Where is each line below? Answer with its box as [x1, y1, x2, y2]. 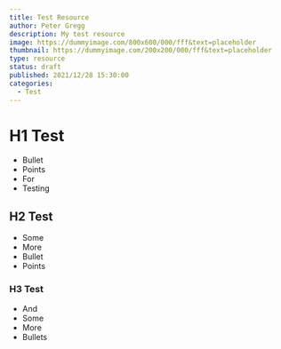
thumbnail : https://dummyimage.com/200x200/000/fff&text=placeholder [9, 46, 273, 55]
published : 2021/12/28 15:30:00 [9, 71, 129, 80]
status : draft [9, 63, 62, 72]
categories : [9, 79, 53, 88]
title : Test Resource [9, 12, 90, 22]
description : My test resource [9, 29, 125, 38]
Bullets [21, 331, 48, 342]
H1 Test [9, 125, 65, 146]
